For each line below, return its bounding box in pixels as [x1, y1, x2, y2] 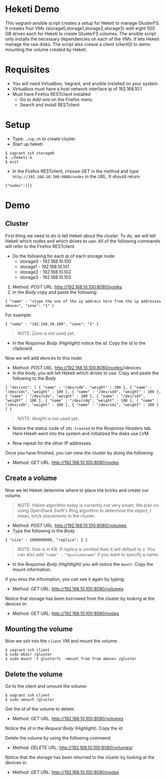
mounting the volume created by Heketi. [5, 46, 87, 52]
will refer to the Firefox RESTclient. [5, 243, 76, 249]
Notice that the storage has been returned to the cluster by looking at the [5, 755, 155, 761]
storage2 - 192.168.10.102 [19, 268, 71, 275]
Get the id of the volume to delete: [5, 706, 76, 712]
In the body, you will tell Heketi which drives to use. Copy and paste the [12, 370, 159, 376]
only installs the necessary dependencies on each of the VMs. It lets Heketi [5, 36, 160, 42]
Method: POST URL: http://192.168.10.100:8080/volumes [12, 522, 127, 528]
